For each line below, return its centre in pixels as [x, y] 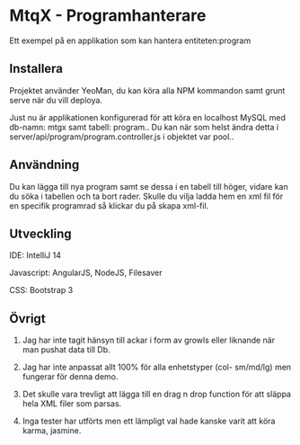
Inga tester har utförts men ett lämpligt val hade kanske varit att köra [149, 421]
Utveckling [40, 233]
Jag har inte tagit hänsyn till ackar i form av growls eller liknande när [149, 340]
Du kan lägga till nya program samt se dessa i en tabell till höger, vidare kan [149, 186]
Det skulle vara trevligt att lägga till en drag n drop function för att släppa [157, 394]
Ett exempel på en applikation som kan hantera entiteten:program [130, 40]
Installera [36, 69]
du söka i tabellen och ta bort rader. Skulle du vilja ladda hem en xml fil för [146, 196]
